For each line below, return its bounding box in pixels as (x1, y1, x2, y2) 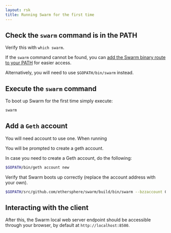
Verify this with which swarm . (5, 44, 65, 51)
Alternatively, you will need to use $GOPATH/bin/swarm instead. (5, 70, 134, 76)
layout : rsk (5, 7, 31, 13)
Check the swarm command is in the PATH (5, 31, 137, 40)
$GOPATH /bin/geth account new (5, 165, 70, 170)
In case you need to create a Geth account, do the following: (5, 155, 132, 161)
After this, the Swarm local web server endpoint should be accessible (5, 217, 151, 223)
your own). (5, 179, 28, 186)
